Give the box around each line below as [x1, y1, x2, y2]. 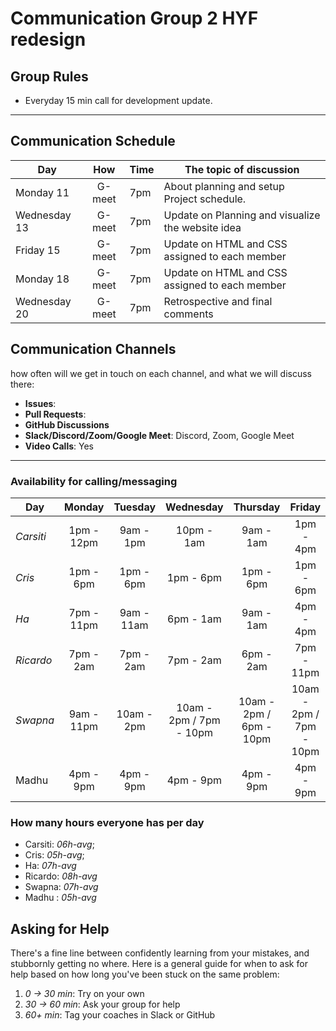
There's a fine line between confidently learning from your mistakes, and [10, 947, 310, 959]
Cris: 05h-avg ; [24, 849, 85, 861]
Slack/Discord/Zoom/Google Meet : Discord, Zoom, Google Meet [24, 429, 295, 441]
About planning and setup [163, 179, 285, 193]
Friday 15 [15, 243, 61, 257]
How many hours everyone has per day [10, 815, 205, 829]
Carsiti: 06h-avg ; [24, 838, 95, 851]
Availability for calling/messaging [10, 474, 178, 488]
